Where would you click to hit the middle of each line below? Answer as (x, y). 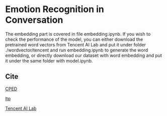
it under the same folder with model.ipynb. (49, 61)
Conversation (34, 20)
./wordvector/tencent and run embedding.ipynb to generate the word (77, 50)
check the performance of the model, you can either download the (74, 39)
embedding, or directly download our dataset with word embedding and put (84, 55)
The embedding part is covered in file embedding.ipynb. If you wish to (78, 34)
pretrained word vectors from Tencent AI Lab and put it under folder (75, 44)
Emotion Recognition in (55, 9)
